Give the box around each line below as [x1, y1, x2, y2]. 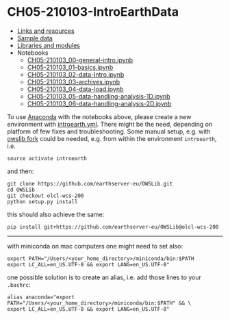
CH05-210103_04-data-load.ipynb [27, 85, 124, 93]
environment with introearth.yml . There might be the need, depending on [7, 120, 213, 128]
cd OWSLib [7, 186, 36, 193]
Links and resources [16, 27, 75, 35]
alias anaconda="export [7, 294, 75, 301]
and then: [7, 167, 34, 175]
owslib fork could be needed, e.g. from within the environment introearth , [7, 134, 217, 142]
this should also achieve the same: [7, 210, 105, 218]
